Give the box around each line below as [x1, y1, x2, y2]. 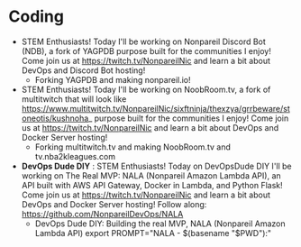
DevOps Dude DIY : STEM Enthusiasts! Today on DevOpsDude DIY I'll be [21, 160, 292, 171]
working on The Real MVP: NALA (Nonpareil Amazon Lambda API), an [21, 169, 281, 181]
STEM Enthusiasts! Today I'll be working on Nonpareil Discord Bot [21, 36, 267, 47]
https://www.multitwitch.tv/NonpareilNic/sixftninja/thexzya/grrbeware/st [21, 103, 290, 114]
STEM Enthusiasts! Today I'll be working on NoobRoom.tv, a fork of [21, 84, 271, 95]
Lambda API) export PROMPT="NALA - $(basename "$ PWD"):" [34, 227, 272, 238]
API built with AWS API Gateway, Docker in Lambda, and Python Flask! [21, 179, 283, 190]
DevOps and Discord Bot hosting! [21, 65, 146, 76]
